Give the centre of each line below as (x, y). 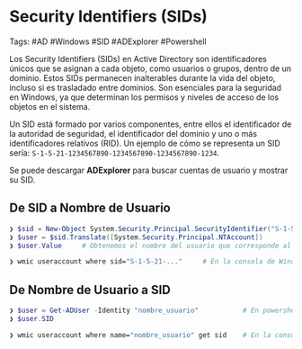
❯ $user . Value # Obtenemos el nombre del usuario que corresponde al (151, 246)
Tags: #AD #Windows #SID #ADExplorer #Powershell (108, 41)
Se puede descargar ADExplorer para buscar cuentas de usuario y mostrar (149, 170)
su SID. (22, 179)
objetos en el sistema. (50, 106)
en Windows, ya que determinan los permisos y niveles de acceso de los (144, 97)
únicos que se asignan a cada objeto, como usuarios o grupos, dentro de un (151, 68)
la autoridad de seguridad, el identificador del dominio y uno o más (133, 133)
